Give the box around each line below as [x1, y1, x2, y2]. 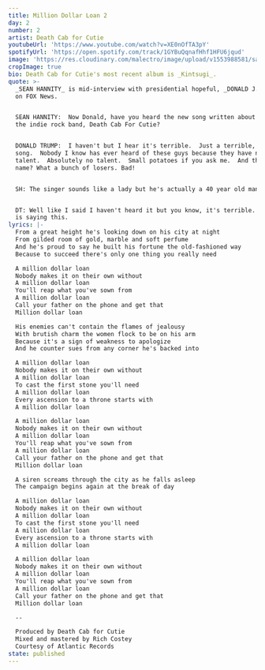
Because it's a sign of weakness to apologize [15, 337, 171, 346]
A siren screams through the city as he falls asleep [15, 475, 196, 484]
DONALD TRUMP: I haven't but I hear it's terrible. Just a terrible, [15, 142, 256, 150]
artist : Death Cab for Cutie [8, 33, 104, 42]
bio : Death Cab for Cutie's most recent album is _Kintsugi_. [8, 70, 217, 78]
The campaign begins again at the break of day [15, 483, 175, 491]
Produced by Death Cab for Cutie [15, 628, 125, 636]
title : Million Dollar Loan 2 [8, 11, 108, 20]
